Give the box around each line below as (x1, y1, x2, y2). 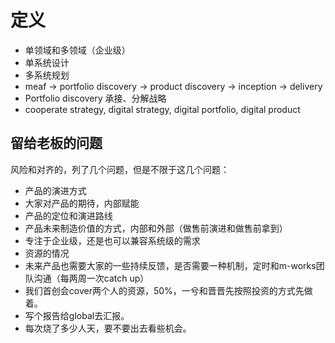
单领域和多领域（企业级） (24, 44, 131, 56)
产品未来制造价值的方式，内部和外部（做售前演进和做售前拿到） (24, 222, 288, 234)
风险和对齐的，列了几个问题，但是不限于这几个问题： (10, 163, 230, 175)
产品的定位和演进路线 (24, 209, 113, 221)
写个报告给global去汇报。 (24, 309, 130, 321)
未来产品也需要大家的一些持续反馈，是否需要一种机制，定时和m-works (24, 259, 317, 271)
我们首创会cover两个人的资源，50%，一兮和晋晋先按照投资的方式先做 (24, 284, 313, 296)
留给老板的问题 (10, 135, 103, 152)
